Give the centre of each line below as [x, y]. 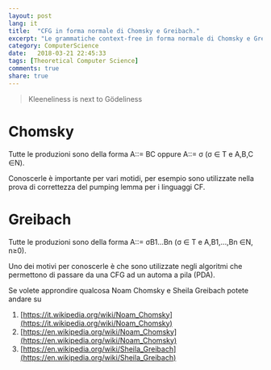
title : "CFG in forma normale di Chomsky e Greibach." [104, 31]
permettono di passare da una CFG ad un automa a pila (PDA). [112, 275]
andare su [25, 299]
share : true [28, 76]
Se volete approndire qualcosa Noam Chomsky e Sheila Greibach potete [128, 290]
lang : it [23, 23]
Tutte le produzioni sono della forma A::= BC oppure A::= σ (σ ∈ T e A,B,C [131, 153]
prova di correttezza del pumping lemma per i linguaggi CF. [107, 187]
